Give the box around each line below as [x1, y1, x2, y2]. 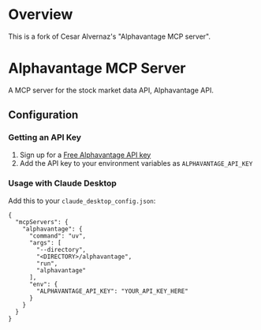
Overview [8, 6, 73, 24]
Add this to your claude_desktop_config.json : [8, 196, 156, 205]
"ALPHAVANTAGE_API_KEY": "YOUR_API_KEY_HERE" [36, 287, 189, 295]
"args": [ [28, 238, 62, 246]
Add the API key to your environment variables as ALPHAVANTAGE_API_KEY [19, 158, 253, 167]
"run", [36, 259, 58, 268]
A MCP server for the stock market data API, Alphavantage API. [8, 85, 214, 95]
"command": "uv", [28, 231, 87, 240]
